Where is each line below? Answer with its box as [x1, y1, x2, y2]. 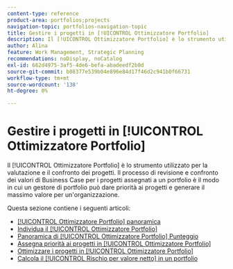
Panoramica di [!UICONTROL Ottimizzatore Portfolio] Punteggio [17, 232, 199, 241]
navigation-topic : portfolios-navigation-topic [7, 23, 148, 30]
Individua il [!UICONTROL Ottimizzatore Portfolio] [17, 225, 158, 233]
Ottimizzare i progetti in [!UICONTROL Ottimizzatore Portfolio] [17, 247, 194, 255]
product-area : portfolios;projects [7, 17, 110, 24]
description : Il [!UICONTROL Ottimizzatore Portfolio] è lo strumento [7, 36, 216, 43]
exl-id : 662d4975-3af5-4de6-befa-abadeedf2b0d [7, 62, 144, 69]
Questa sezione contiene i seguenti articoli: [7, 204, 130, 212]
